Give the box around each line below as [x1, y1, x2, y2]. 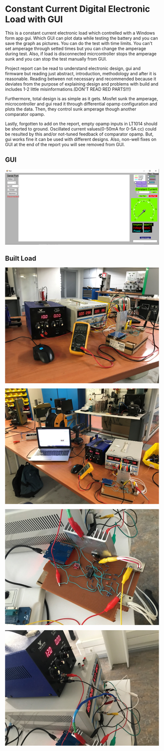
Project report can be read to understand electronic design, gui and [5, 65, 141, 71]
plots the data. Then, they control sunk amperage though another [5, 106, 137, 112]
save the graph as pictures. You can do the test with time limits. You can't [5, 40, 153, 46]
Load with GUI [5, 14, 63, 25]
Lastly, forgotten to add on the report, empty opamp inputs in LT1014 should [5, 121, 158, 127]
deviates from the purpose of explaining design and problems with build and [5, 81, 159, 87]
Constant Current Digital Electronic [5, 3, 150, 15]
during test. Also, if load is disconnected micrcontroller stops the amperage [5, 50, 157, 57]
